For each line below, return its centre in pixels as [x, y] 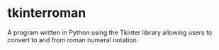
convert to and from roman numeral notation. [73, 39]
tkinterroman [47, 13]
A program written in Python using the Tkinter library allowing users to [110, 32]
